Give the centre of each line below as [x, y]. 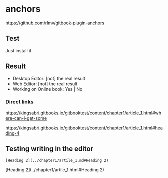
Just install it [18, 50]
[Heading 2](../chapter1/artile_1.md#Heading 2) [57, 160]
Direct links [19, 102]
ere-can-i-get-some [26, 118]
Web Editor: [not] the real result [45, 84]
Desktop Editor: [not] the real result [49, 78]
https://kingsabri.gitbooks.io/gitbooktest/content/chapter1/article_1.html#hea [84, 128]
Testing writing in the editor [49, 149]
